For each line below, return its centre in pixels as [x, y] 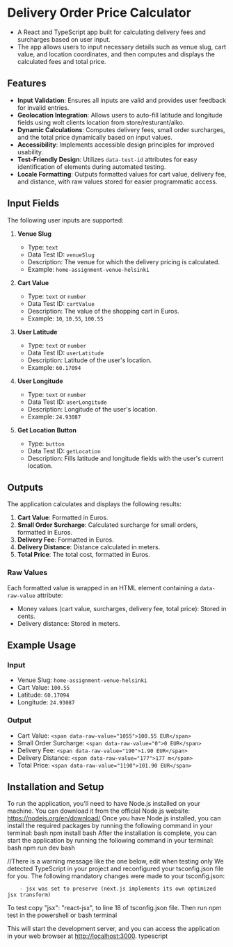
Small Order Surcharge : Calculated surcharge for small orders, [107, 525]
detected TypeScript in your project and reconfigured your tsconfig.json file [115, 869]
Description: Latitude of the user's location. [90, 360]
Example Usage [42, 646]
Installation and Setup [56, 787]
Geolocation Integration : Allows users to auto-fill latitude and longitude [120, 115]
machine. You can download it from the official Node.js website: [98, 811]
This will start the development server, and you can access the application [114, 929]
